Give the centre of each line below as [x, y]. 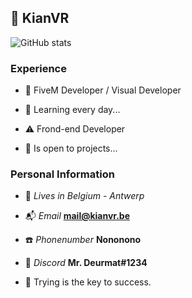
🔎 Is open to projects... [71, 148]
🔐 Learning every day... [72, 110]
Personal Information [62, 174]
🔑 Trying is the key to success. [88, 282]
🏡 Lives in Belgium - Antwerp [84, 196]
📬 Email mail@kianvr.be [77, 216]
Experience [38, 68]
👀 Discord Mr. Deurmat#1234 [86, 263]
